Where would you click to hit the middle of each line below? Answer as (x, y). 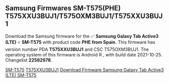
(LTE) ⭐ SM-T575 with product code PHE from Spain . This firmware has (80, 42)
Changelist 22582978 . (29, 60)
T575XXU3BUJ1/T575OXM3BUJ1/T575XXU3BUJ (84, 16)
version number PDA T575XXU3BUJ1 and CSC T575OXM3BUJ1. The (77, 49)
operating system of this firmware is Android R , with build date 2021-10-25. (84, 54)
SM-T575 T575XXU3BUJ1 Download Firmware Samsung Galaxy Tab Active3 (84, 69)
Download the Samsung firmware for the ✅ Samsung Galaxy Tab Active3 (82, 36)
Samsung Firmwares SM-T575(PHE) (63, 8)
